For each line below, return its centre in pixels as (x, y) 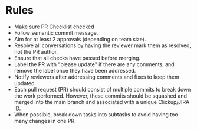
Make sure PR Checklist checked (54, 27)
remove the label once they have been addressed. (75, 70)
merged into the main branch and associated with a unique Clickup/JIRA (102, 102)
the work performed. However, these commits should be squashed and (100, 96)
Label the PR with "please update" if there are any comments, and (94, 64)
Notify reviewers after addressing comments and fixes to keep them (96, 77)
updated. (25, 83)
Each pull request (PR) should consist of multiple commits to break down (102, 89)
